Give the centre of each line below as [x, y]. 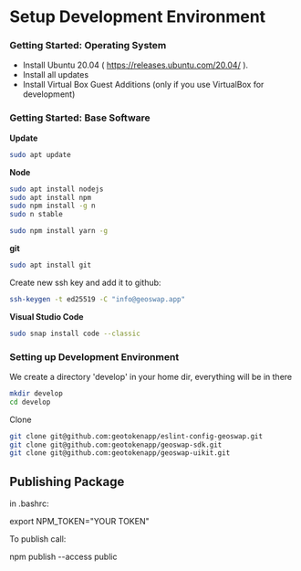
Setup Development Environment [138, 17]
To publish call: [38, 539]
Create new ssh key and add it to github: [85, 282]
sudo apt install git [51, 265]
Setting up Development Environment [94, 356]
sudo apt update [40, 154]
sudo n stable [36, 215]
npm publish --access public [63, 557]
